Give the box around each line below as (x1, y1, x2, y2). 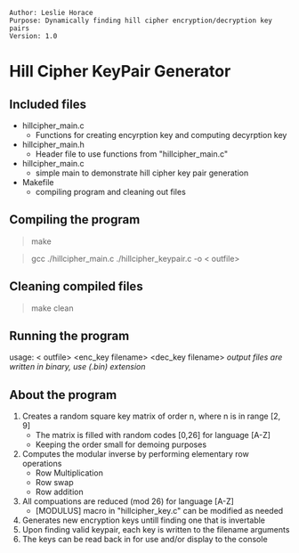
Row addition (35, 486, 84, 498)
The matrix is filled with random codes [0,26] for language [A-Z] (35, 430, 271, 441)
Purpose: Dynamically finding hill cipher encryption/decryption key (9, 16, 273, 25)
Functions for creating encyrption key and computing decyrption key (35, 130, 287, 140)
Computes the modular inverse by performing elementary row (21, 449, 249, 459)
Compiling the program (9, 212, 141, 227)
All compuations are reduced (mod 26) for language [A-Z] (21, 496, 234, 507)
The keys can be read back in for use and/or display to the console (21, 534, 269, 545)
